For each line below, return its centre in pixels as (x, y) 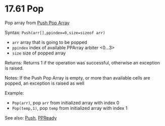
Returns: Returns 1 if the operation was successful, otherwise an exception (82, 62)
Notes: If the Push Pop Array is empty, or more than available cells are (77, 78)
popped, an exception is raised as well (45, 83)
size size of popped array (39, 53)
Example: (14, 93)
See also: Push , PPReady (31, 118)
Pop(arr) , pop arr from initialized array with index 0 (66, 103)
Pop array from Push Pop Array (37, 23)
